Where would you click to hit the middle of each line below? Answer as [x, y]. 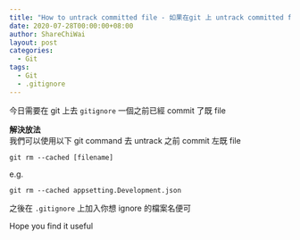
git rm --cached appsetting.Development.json [95, 190]
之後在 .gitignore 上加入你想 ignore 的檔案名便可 [100, 208]
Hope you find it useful [51, 226]
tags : [19, 68]
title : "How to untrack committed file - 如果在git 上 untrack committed [146, 17]
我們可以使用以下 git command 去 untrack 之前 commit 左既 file [125, 140]
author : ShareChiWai [48, 34]
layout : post [33, 42]
